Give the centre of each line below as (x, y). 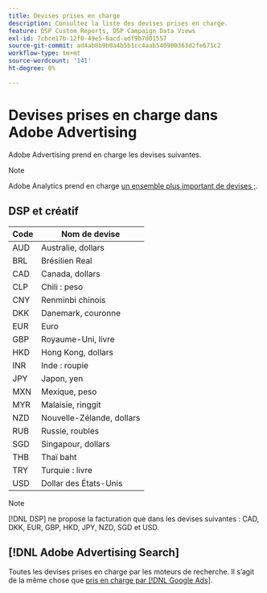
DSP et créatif (43, 211)
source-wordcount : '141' (50, 61)
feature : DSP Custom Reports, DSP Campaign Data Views (102, 31)
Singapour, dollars (76, 444)
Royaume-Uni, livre (78, 339)
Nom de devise (91, 234)
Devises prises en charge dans (113, 115)
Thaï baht (59, 457)
